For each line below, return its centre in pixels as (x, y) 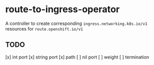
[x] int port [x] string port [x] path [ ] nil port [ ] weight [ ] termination (77, 57)
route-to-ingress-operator (63, 9)
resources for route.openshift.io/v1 (44, 28)
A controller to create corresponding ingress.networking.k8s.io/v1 (76, 23)
